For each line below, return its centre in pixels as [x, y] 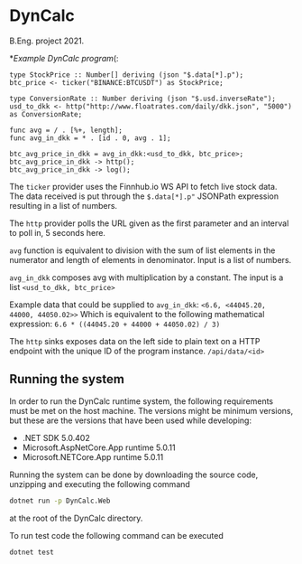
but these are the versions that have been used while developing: [131, 420]
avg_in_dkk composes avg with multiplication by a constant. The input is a [146, 277]
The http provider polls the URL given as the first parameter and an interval [149, 223]
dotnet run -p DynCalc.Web [60, 501]
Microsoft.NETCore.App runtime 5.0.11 [93, 456]
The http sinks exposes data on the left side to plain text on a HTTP [135, 341]
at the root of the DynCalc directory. [76, 518]
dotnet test [32, 552]
